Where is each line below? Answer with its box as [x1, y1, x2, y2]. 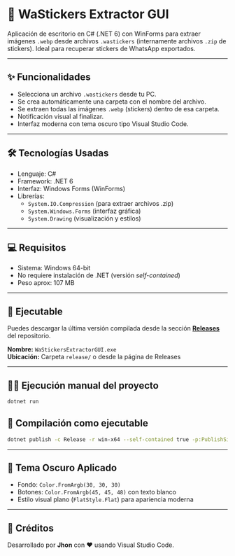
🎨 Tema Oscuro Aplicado [7, 461, 117, 473]
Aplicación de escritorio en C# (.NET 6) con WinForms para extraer [7, 29, 201, 38]
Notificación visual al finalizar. [17, 112, 104, 120]
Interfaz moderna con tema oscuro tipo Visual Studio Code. [17, 119, 189, 128]
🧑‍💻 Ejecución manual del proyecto [7, 380, 159, 391]
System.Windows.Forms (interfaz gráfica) [27, 207, 141, 215]
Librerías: [17, 192, 45, 200]
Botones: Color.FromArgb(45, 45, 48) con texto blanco [17, 488, 177, 496]
